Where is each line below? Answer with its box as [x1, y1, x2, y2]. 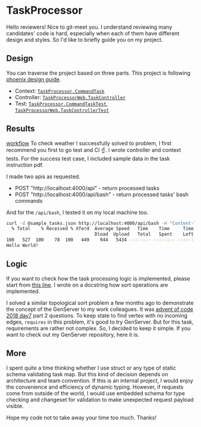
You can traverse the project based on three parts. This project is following [6, 69, 191, 77]
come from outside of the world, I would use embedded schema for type [6, 389, 185, 396]
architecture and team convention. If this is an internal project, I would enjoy [6, 377, 193, 384]
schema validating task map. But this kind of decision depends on [6, 370, 169, 377]
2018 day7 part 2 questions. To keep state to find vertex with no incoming [6, 312, 188, 319]
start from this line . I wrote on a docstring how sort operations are [6, 281, 169, 288]
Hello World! [6, 243, 39, 249]
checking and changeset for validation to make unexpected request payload [6, 396, 194, 403]
